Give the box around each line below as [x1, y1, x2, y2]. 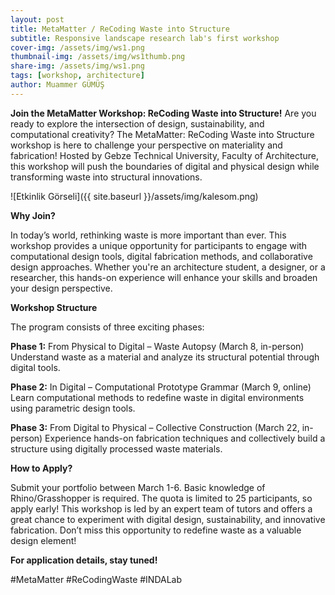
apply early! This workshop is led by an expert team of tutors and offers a [10, 502, 313, 515]
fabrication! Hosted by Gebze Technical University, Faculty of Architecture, [10, 149, 320, 161]
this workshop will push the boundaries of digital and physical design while [10, 160, 320, 172]
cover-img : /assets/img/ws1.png [10, 42, 145, 53]
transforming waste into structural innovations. [10, 171, 203, 183]
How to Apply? [10, 462, 73, 474]
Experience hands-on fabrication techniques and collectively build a [44, 432, 326, 444]
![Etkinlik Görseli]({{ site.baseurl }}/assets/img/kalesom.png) [10, 190, 259, 202]
